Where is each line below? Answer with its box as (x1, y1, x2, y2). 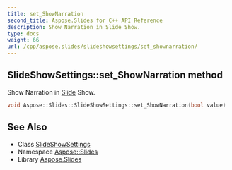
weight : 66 (7, 37, 40, 44)
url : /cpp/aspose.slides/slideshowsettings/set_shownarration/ (7, 43, 198, 50)
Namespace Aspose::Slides (17, 147, 98, 156)
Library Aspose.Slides (17, 154, 82, 163)
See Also (7, 121, 47, 133)
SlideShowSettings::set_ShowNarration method (7, 69, 223, 81)
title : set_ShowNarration (7, 10, 83, 18)
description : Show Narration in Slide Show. (7, 23, 141, 30)
